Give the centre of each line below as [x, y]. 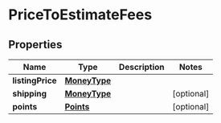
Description [142, 67]
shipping [29, 94]
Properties [35, 45]
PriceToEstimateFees [80, 15]
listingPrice [35, 80]
